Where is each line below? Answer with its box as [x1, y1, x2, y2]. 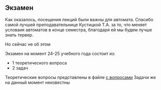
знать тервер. [5, 32, 34, 38]
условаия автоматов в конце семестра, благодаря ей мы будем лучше [5, 26, 152, 33]
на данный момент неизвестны [5, 79, 70, 85]
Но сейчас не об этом [5, 41, 51, 47]
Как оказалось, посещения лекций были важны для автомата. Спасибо [5, 16, 154, 22]
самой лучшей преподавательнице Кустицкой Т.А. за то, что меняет [5, 22, 147, 27]
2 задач [12, 65, 28, 71]
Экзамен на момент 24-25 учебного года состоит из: [5, 51, 115, 56]
